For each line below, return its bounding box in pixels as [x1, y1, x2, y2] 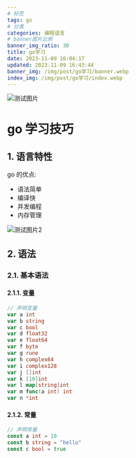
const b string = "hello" [7, 439, 81, 446]
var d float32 [7, 330, 48, 338]
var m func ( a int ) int [7, 388, 72, 395]
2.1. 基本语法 [7, 271, 49, 280]
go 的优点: [7, 170, 37, 178]
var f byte [7, 343, 39, 350]
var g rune [7, 350, 39, 357]
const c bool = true [7, 446, 67, 452]
